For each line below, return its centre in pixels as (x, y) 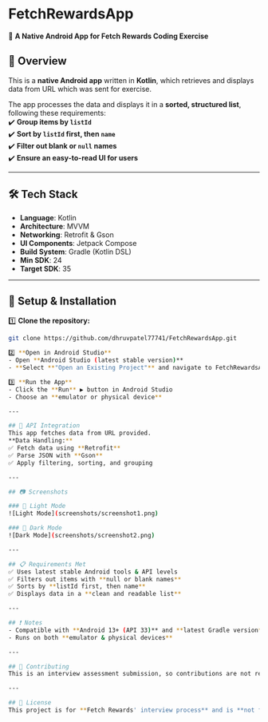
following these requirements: (57, 113)
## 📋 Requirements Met (47, 564)
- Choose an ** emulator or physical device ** (85, 397)
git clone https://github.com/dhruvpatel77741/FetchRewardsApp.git (123, 339)
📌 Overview (37, 61)
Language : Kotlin (48, 217)
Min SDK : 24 (41, 260)
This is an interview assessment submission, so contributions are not (130, 674)
